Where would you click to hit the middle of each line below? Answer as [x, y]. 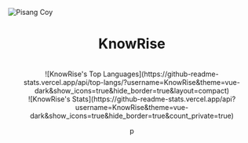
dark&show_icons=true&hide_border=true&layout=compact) [132, 90]
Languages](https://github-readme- [161, 74]
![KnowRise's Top [73, 74]
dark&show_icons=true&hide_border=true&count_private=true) [132, 115]
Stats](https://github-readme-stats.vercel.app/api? [154, 99]
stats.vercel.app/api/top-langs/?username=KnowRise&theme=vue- [132, 82]
